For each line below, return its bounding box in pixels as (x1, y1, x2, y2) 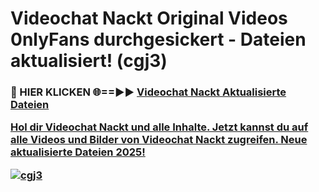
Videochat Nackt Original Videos (10, 7, 288, 30)
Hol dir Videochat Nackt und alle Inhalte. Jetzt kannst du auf (10, 120, 309, 134)
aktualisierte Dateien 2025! (10, 145, 146, 159)
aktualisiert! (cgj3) (10, 50, 168, 72)
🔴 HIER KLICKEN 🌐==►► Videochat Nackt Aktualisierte (10, 85, 287, 99)
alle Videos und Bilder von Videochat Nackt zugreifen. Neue (10, 133, 308, 147)
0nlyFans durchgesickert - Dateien (10, 28, 307, 51)
